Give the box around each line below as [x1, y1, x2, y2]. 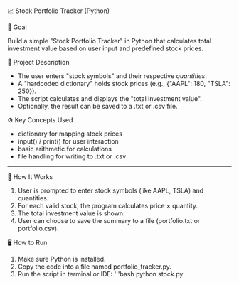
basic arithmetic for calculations [17, 145, 112, 153]
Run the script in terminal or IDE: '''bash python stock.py [17, 270, 184, 278]
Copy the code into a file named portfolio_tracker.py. [17, 262, 172, 271]
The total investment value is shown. [17, 209, 126, 217]
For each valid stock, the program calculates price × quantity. [17, 202, 198, 210]
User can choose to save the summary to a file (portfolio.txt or [17, 217, 201, 225]
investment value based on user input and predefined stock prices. [7, 44, 204, 53]
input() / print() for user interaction [17, 137, 119, 145]
